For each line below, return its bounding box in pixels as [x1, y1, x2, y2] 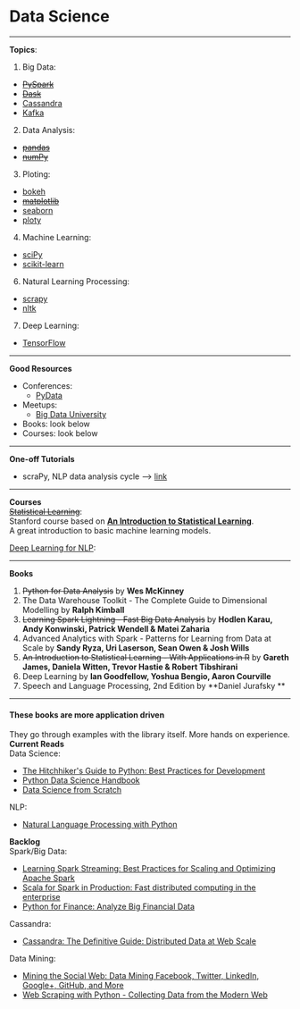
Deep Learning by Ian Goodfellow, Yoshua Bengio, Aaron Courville [21, 670, 271, 681]
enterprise [21, 892, 61, 903]
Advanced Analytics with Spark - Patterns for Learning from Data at [21, 633, 272, 643]
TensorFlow [21, 337, 66, 348]
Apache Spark [21, 873, 76, 884]
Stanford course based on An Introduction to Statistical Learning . [9, 516, 254, 526]
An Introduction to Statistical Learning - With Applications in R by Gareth [21, 652, 289, 662]
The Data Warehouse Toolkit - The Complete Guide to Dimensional [21, 594, 268, 605]
